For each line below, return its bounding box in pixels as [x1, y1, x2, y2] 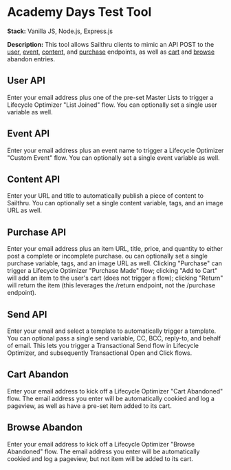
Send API [7, 308, 47, 320]
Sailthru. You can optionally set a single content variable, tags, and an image [7, 199, 223, 207]
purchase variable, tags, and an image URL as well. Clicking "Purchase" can [7, 259, 222, 267]
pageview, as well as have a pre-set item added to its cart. [7, 401, 172, 410]
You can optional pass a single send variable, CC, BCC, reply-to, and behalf [7, 334, 221, 342]
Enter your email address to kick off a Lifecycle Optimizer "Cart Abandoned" [7, 387, 223, 395]
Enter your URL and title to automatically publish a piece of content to [7, 192, 204, 200]
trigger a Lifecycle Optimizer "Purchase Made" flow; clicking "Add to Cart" [7, 267, 218, 275]
